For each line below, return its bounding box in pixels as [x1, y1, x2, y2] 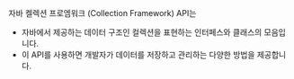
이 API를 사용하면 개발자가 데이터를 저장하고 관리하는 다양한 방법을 [21, 49, 255, 60]
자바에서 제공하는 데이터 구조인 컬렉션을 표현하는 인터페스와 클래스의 [21, 27, 263, 38]
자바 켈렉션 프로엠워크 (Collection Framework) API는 [8, 8, 197, 18]
